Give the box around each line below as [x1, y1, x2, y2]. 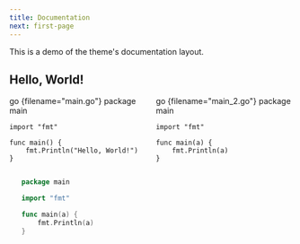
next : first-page [9, 22, 75, 30]
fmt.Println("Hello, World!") [25, 146, 139, 155]
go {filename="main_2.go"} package [155, 96, 292, 107]
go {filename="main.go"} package [9, 96, 137, 107]
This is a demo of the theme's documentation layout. [9, 46, 205, 57]
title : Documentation [9, 13, 91, 22]
